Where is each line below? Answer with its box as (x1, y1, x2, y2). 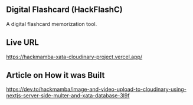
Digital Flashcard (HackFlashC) (6, 5, 123, 15)
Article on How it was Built (6, 70, 105, 80)
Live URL (6, 38, 40, 48)
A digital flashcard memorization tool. (6, 20, 97, 27)
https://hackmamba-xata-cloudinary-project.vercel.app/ (6, 53, 143, 60)
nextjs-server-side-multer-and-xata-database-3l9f (6, 92, 130, 99)
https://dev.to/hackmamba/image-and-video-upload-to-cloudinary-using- (6, 86, 187, 93)
